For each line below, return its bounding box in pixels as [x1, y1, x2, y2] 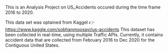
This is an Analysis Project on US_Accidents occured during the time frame [5, 4, 161, 10]
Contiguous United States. [5, 42, 60, 48]
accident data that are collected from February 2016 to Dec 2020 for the [5, 37, 155, 43]
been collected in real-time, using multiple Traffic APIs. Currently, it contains [5, 32, 163, 38]
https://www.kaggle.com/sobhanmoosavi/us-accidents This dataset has [5, 27, 155, 32]
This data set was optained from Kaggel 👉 [5, 19, 95, 25]
